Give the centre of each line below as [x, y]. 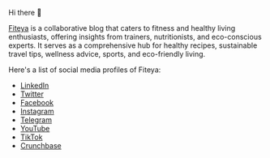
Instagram [37, 111]
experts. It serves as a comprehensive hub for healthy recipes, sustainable [133, 45]
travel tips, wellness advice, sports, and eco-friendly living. [107, 54]
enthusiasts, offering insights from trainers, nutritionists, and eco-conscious [135, 37]
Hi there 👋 [25, 13]
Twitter [32, 94]
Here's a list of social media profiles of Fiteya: [85, 70]
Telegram [36, 120]
